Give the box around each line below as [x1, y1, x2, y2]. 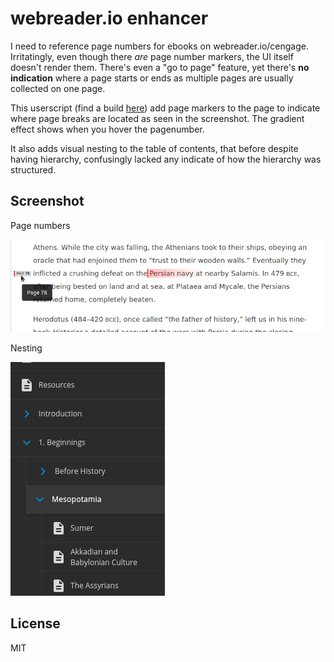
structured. [10, 163, 57, 176]
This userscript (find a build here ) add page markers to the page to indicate [10, 102, 321, 114]
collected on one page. [10, 82, 106, 94]
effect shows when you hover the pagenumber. [10, 123, 205, 135]
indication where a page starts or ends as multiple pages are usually [10, 72, 294, 84]
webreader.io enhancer [10, 7, 209, 30]
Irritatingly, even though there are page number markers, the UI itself [10, 50, 294, 62]
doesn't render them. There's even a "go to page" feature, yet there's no [10, 61, 310, 73]
